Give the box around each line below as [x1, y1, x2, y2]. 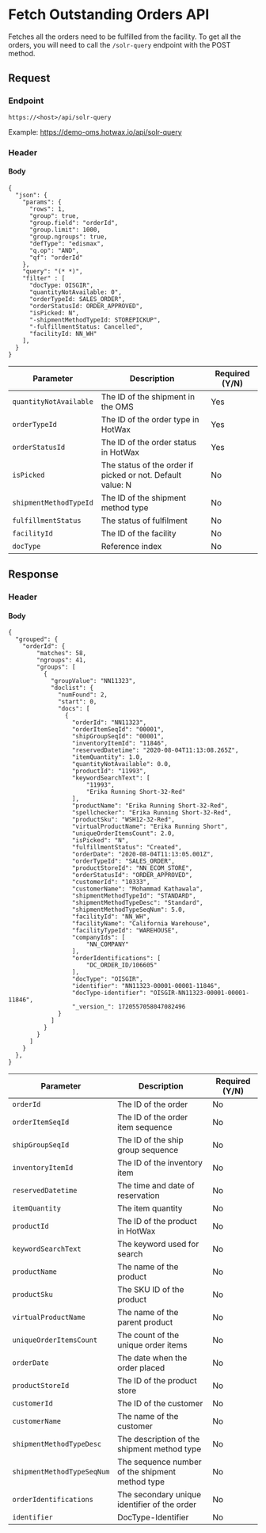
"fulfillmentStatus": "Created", [71, 844, 182, 852]
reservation [117, 1190, 160, 1201]
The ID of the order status [101, 437, 197, 448]
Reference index [101, 540, 162, 551]
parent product [117, 1317, 173, 1328]
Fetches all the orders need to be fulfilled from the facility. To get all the [8, 32, 241, 41]
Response [8, 568, 59, 582]
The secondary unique [117, 1489, 202, 1501]
